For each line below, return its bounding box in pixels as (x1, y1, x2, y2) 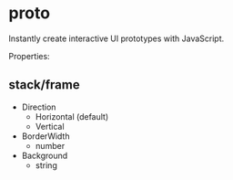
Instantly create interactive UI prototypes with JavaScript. (8, 33, 225, 44)
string (35, 159, 58, 171)
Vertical (35, 121, 65, 132)
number (35, 140, 66, 151)
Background (21, 150, 68, 161)
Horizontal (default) (35, 111, 109, 122)
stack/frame (8, 77, 80, 93)
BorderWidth (21, 131, 70, 142)
